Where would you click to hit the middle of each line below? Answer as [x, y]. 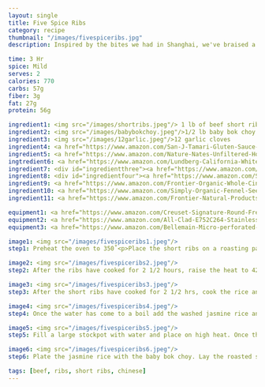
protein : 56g [30, 111]
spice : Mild [28, 67]
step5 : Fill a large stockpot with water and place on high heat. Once [128, 335]
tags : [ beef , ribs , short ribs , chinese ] [77, 371]
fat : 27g [22, 103]
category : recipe [37, 30]
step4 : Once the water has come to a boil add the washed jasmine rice [128, 314]
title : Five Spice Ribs [47, 23]
